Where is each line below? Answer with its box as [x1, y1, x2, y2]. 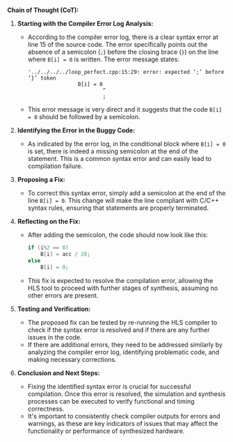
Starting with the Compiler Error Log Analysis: [17, 20, 154, 27]
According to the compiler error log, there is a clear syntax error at [27, 33, 218, 41]
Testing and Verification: [17, 305, 91, 313]
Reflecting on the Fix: [17, 218, 81, 225]
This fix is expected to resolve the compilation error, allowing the [27, 276, 214, 284]
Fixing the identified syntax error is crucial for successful [27, 382, 191, 390]
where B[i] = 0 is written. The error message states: [27, 55, 179, 63]
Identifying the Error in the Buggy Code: [17, 126, 136, 135]
